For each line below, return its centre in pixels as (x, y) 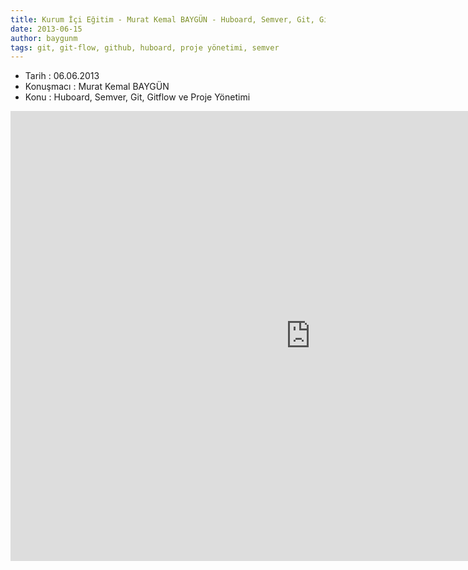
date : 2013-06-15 (46, 29)
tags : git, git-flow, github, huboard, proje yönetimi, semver (145, 47)
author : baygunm (44, 38)
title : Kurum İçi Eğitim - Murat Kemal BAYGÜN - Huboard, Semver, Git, (162, 19)
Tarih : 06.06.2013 (62, 76)
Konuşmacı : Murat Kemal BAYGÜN (97, 87)
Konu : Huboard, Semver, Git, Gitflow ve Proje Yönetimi (137, 97)
